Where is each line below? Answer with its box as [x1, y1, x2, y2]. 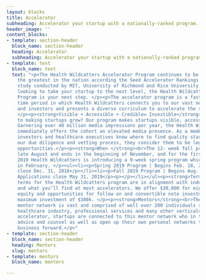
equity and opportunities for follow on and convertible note [17, 191, 180, 197]
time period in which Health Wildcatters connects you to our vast [17, 100, 193, 106]
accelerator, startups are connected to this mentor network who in [17, 213, 196, 220]
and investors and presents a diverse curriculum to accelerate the [17, 105, 196, 112]
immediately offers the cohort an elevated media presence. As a [17, 128, 188, 134]
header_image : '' [6, 26, 51, 32]
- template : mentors [6, 253, 59, 260]
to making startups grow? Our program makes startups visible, [17, 117, 183, 123]
